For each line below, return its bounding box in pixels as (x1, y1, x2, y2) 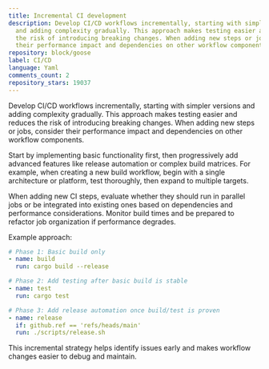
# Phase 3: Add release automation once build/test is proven (8, 306, 220, 315)
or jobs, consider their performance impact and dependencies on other (8, 126, 243, 136)
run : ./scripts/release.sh (15, 329, 106, 337)
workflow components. (8, 134, 85, 144)
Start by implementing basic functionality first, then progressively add (8, 150, 239, 160)
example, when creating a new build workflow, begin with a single (8, 167, 226, 177)
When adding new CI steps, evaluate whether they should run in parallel (8, 191, 246, 201)
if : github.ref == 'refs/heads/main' (15, 321, 142, 329)
